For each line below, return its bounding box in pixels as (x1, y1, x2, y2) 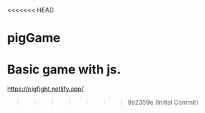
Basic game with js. (7, 62, 121, 78)
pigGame (7, 31, 61, 46)
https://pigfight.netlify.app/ (7, 85, 84, 93)
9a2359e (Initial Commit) (127, 98, 199, 107)
